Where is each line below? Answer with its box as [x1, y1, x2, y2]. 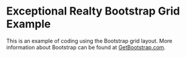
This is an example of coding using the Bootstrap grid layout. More [6, 37, 173, 44]
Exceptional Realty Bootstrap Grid [6, 4, 181, 18]
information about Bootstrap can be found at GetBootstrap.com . [6, 44, 166, 51]
